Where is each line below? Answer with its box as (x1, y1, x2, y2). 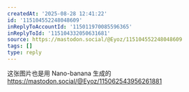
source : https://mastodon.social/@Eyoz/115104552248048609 (7, 36, 183, 43)
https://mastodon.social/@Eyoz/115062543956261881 (7, 77, 162, 85)
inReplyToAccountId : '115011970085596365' (7, 23, 133, 30)
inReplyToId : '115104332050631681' (7, 29, 111, 37)
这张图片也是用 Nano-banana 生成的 (7, 69, 112, 77)
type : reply (7, 49, 42, 56)
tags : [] (7, 43, 33, 49)
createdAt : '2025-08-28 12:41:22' (7, 10, 108, 17)
